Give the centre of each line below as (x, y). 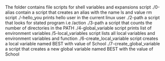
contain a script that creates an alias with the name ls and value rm (84, 12)
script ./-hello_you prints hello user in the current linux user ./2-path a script (82, 17)
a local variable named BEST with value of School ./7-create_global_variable (82, 44)
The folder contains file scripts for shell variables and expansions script (78, 7)
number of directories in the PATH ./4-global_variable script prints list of (79, 28)
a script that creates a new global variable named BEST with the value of (79, 49)
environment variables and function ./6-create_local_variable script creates (82, 38)
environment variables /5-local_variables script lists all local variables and (80, 33)
